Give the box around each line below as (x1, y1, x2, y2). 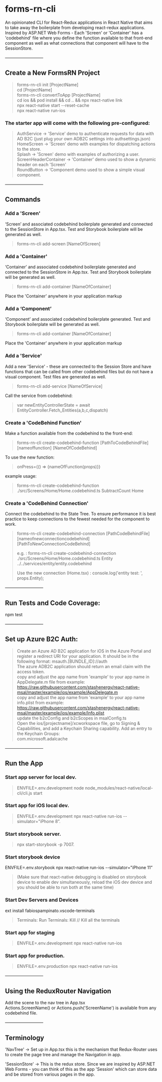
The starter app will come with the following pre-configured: (5, 120, 150, 126)
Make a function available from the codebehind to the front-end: (5, 430, 133, 436)
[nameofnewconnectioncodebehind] (16, 536, 90, 542)
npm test (5, 612, 23, 618)
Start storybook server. (5, 830, 61, 837)
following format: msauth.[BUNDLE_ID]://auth (16, 658, 108, 664)
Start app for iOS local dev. (5, 802, 69, 809)
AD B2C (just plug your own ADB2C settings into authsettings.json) (16, 136, 151, 142)
